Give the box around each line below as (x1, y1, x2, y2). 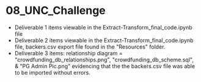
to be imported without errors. (14, 69, 91, 76)
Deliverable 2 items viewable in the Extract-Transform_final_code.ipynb (14, 36, 194, 44)
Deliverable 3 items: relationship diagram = (14, 49, 123, 56)
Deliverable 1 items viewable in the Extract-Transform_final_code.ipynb (14, 24, 193, 31)
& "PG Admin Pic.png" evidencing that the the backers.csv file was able (14, 62, 196, 70)
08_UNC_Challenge (5, 4, 106, 18)
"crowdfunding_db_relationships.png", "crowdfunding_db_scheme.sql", (14, 56, 194, 63)
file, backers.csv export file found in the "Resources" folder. (14, 43, 166, 50)
